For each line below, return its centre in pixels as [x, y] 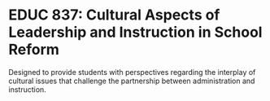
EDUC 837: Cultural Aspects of [114, 15]
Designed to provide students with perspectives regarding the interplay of [132, 72]
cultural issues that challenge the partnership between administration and [132, 81]
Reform [34, 50]
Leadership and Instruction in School [135, 32]
